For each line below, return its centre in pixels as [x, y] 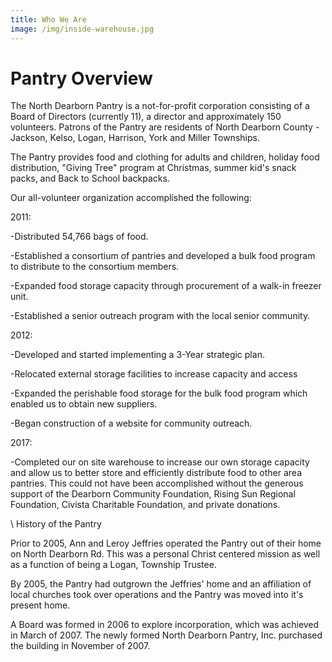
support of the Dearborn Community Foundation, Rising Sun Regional [153, 494]
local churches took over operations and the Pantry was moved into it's [157, 595]
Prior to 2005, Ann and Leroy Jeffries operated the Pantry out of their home [166, 543]
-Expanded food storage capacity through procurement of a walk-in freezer [166, 286]
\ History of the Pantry [56, 524]
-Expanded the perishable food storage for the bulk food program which [159, 393]
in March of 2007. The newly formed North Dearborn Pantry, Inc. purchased [166, 635]
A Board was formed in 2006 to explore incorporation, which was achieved [165, 625]
